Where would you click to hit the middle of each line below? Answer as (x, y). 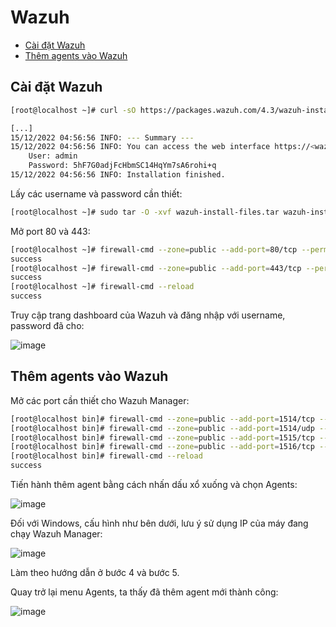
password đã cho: (47, 325)
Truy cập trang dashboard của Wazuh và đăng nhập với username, (148, 315)
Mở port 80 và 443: (50, 231)
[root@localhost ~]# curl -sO (73, 110)
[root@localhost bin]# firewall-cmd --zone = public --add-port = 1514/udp (162, 428)
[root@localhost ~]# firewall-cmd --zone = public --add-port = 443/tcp (156, 268)
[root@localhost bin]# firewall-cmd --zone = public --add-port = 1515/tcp (162, 437)
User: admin (53, 156)
